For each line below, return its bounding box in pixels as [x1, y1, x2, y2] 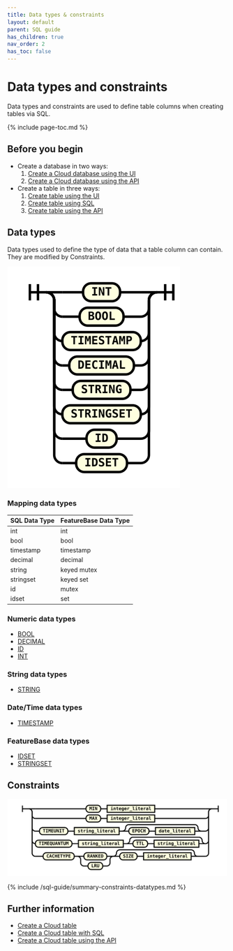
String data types [7, 670, 68, 679]
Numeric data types [7, 614, 76, 624]
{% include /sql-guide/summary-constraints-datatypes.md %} [7, 883, 186, 891]
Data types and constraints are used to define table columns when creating [7, 102, 224, 110]
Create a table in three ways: [17, 184, 100, 192]
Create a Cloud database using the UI [27, 169, 136, 177]
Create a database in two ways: [17, 161, 108, 170]
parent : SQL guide [7, 26, 61, 33]
